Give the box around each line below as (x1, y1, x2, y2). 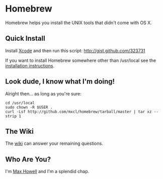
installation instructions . (5, 62, 55, 68)
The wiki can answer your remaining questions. (5, 140, 103, 146)
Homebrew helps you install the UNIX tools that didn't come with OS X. (5, 20, 152, 26)
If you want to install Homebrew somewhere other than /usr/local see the (5, 57, 156, 63)
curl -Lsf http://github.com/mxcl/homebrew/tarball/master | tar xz (5, 109, 152, 114)
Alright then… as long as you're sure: (5, 91, 82, 97)
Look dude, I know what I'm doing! (5, 77, 115, 86)
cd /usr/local (5, 100, 35, 106)
